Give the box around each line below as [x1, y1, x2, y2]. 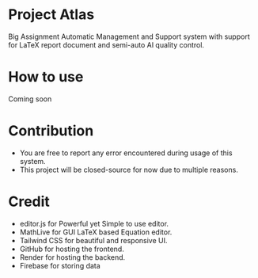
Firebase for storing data [19, 261, 101, 270]
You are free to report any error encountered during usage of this [19, 148, 233, 158]
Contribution [8, 122, 94, 140]
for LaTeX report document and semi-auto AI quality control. [8, 40, 204, 49]
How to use [8, 68, 84, 86]
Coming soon [8, 93, 52, 104]
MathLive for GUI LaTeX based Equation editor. [19, 227, 173, 237]
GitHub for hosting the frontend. [19, 244, 124, 253]
